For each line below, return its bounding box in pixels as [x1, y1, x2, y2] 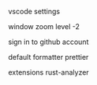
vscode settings [8, 7, 61, 16]
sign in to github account [8, 37, 89, 46]
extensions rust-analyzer [8, 68, 89, 77]
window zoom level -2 [8, 22, 80, 31]
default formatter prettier [8, 53, 89, 61]
